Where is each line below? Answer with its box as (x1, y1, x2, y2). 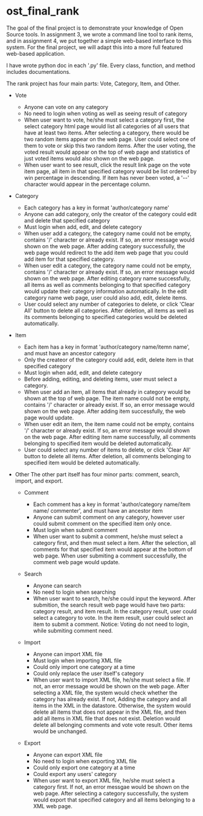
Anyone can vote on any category (24, 103, 109, 110)
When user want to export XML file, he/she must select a (33, 777, 175, 784)
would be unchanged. (33, 728, 88, 735)
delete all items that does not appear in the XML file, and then (33, 708, 187, 716)
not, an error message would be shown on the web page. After (33, 682, 189, 689)
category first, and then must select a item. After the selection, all (33, 539, 196, 546)
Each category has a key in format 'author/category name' (24, 204, 170, 211)
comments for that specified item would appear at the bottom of (33, 545, 193, 553)
